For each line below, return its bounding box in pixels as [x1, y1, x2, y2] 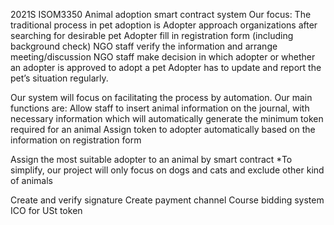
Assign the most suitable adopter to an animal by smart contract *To [10, 154, 293, 165]
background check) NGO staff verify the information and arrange [10, 40, 278, 52]
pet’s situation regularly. [10, 72, 109, 84]
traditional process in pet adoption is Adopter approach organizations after [10, 19, 318, 31]
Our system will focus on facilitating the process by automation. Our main [10, 92, 313, 103]
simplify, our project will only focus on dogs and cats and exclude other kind [10, 164, 325, 176]
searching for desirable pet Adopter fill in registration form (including [10, 30, 294, 41]
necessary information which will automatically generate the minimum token [10, 113, 324, 124]
